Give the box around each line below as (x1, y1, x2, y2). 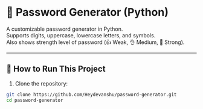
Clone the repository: (14, 79, 68, 87)
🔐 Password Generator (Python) (6, 5, 169, 19)
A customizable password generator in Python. (6, 25, 123, 33)
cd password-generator (6, 97, 63, 103)
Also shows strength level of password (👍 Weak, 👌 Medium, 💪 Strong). (6, 39, 185, 46)
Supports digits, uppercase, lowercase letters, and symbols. (6, 31, 156, 39)
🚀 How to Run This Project (6, 64, 106, 74)
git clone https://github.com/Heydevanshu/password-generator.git (6, 92, 177, 98)
